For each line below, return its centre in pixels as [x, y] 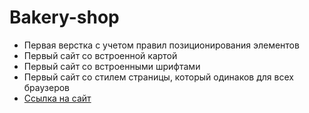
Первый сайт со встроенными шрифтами [112, 66]
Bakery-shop [64, 17]
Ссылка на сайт [57, 98]
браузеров [47, 87]
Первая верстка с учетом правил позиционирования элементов [161, 45]
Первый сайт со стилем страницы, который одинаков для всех [158, 77]
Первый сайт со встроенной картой [100, 55]
